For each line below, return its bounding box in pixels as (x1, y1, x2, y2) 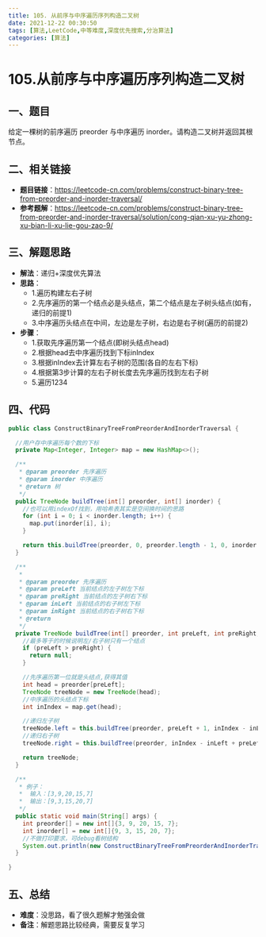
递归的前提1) (31, 307, 73, 318)
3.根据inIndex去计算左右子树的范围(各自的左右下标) (31, 357, 199, 367)
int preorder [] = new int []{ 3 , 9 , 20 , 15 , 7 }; (22, 819, 179, 827)
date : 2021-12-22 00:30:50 (8, 19, 97, 27)
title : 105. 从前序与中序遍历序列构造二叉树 (8, 11, 140, 20)
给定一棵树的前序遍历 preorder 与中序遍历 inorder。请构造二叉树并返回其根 (8, 127, 253, 137)
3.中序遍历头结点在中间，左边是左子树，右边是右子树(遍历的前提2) (31, 318, 249, 327)
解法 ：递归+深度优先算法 (19, 268, 101, 278)
